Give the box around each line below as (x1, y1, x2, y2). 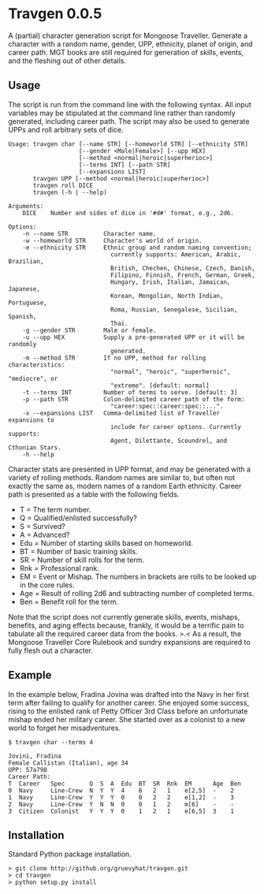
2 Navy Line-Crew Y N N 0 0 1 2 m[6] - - (8, 800, 235, 808)
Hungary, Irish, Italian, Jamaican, (110, 278, 231, 286)
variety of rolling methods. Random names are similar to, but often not (8, 472, 236, 482)
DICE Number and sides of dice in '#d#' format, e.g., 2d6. (22, 209, 235, 217)
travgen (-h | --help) (32, 188, 108, 196)
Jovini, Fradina (8, 752, 61, 760)
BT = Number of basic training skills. (19, 546, 138, 556)
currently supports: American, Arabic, (110, 250, 242, 259)
